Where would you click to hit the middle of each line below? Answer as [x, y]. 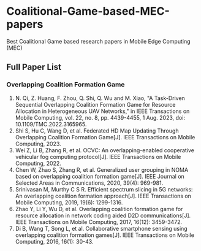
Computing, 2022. [38, 163]
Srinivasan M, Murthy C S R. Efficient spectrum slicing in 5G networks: [104, 189]
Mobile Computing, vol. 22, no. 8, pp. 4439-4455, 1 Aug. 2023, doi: [100, 117]
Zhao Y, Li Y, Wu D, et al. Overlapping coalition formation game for [99, 209]
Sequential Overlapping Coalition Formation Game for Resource [95, 104]
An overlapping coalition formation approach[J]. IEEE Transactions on [103, 196]
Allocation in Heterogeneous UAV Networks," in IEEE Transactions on [102, 111]
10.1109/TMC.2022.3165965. [51, 124]
